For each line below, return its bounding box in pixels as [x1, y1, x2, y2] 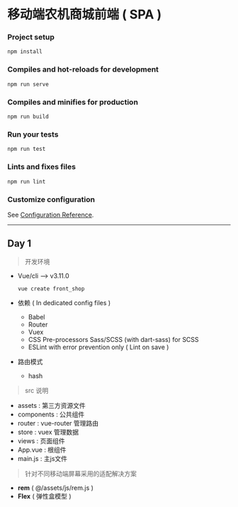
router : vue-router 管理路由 [17, 418, 99, 427]
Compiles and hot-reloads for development [7, 64, 159, 74]
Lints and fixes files [7, 162, 76, 172]
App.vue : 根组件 [17, 445, 67, 454]
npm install [7, 48, 42, 55]
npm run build [7, 113, 50, 120]
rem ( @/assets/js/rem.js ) [17, 483, 94, 492]
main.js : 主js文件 [17, 454, 68, 462]
